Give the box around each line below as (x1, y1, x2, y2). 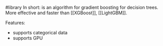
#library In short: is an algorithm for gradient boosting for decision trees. (5, 5, 158, 10)
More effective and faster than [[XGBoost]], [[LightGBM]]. (5, 10, 128, 16)
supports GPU (12, 35, 43, 41)
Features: (5, 20, 26, 26)
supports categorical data (12, 30, 68, 35)
